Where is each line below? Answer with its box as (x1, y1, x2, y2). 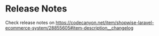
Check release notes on (5, 19, 55, 25)
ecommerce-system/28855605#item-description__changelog (5, 24, 134, 30)
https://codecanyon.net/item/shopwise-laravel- (55, 19, 154, 25)
